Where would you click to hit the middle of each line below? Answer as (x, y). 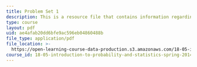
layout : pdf (21, 28)
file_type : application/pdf (40, 38)
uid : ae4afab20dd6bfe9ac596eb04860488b (55, 33)
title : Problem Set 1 (33, 11)
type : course (22, 22)
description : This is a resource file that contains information (87, 17)
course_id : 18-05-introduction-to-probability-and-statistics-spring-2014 (99, 55)
